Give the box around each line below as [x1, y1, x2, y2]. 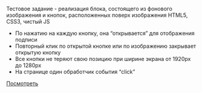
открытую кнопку [15, 49, 61, 56]
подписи [15, 36, 37, 43]
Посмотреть [6, 80, 39, 87]
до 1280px [15, 62, 42, 69]
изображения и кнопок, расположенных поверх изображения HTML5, [6, 11, 188, 19]
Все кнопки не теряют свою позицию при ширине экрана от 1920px [15, 56, 191, 62]
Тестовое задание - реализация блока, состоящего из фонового [6, 5, 172, 12]
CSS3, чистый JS [6, 18, 50, 25]
